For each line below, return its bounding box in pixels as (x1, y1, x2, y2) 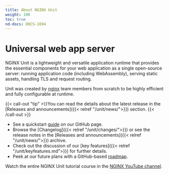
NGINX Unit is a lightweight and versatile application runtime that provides (5, 60, 159, 66)
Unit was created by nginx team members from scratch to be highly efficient (5, 86, 164, 92)
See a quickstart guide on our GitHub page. (12, 122, 103, 128)
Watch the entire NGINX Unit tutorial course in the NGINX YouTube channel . (5, 163, 162, 169)
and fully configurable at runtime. (5, 91, 75, 97)
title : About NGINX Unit (5, 7, 58, 13)
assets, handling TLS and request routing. (5, 76, 92, 82)
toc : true (5, 17, 26, 22)
